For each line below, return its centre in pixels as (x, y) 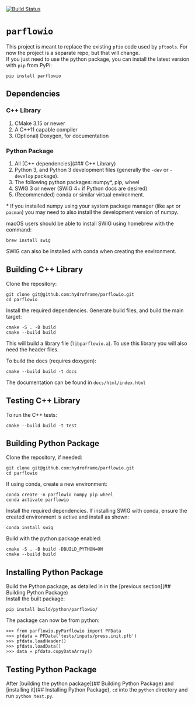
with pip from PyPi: (29, 65)
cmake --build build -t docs (41, 371)
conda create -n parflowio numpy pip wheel (60, 495)
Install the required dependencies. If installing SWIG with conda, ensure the (97, 511)
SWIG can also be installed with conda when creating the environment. (91, 251)
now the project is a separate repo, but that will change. (73, 53)
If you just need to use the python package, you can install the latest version (98, 59)
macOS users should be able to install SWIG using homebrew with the (90, 223)
